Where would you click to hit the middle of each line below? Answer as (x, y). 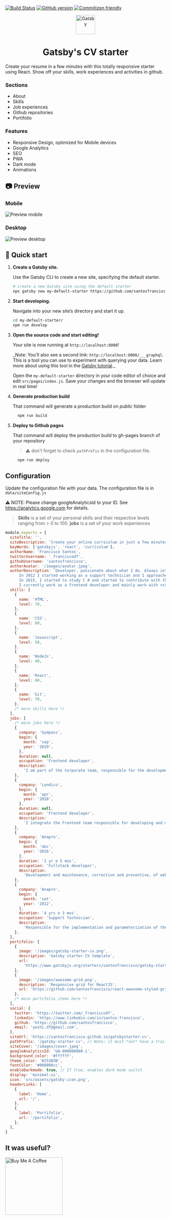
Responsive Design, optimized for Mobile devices (64, 142)
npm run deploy (34, 460)
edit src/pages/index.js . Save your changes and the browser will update (89, 381)
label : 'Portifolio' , (42, 1113)
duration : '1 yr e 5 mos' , (47, 861)
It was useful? (28, 1148)
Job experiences (30, 107)
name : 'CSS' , (33, 618)
